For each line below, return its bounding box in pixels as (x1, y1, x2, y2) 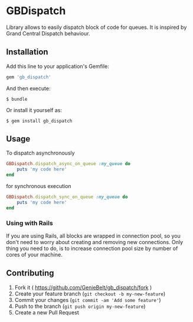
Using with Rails (6, 219, 53, 227)
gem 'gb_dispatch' (6, 74, 51, 80)
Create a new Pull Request (14, 308, 80, 316)
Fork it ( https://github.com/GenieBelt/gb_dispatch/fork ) (14, 284, 152, 291)
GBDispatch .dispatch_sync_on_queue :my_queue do (6, 194, 128, 200)
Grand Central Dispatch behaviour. (6, 29, 90, 37)
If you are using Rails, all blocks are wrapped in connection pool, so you (6, 232, 181, 239)
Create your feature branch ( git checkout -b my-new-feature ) (14, 290, 166, 297)
